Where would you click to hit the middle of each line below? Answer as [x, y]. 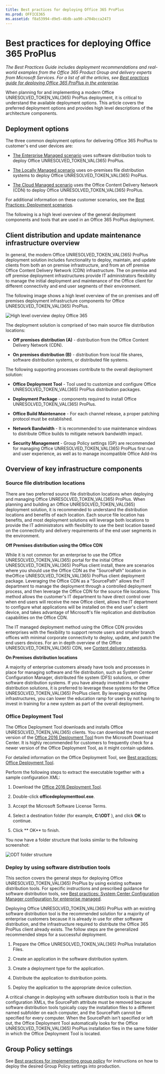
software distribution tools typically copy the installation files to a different [80, 1008]
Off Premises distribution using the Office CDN [54, 545]
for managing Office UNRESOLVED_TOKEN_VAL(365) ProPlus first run [83, 448]
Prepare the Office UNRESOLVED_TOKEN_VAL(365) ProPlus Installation [84, 944]
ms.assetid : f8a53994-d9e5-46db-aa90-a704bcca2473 [58, 19]
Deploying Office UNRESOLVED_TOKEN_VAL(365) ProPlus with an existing [81, 909]
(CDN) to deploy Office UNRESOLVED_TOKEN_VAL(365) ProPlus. [78, 190]
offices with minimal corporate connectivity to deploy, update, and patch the [82, 637]
